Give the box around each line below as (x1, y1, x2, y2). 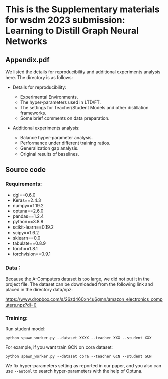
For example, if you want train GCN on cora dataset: (5, 344, 113, 350)
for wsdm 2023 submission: (5, 14, 125, 26)
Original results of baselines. (20, 151, 79, 157)
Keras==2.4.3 (12, 197, 41, 203)
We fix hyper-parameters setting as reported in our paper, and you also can (5, 363, 162, 369)
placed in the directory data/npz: (5, 286, 73, 292)
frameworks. (20, 110, 47, 116)
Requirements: (5, 180, 42, 187)
